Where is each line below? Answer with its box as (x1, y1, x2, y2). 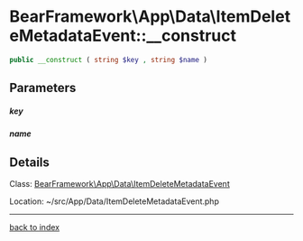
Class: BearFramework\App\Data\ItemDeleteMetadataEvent (9, 178, 230, 189)
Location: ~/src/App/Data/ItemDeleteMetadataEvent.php (9, 196, 219, 207)
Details (9, 154, 50, 170)
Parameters (9, 80, 77, 96)
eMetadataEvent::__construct (9, 25, 237, 46)
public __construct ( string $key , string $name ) (9, 55, 207, 64)
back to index (9, 221, 60, 232)
